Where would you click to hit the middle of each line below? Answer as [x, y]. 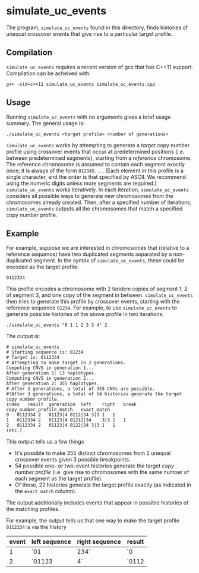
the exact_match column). [46, 491]
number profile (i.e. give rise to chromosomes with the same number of [102, 472]
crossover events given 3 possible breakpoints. [72, 460]
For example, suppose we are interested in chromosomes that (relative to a [98, 248]
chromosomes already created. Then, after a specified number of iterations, [99, 202]
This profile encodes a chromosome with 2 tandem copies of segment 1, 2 [97, 289]
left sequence [51, 542]
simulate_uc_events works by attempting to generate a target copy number [98, 145]
